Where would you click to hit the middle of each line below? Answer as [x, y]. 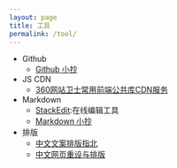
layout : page [33, 17]
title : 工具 [30, 26]
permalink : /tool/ [43, 34]
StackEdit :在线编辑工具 [77, 111]
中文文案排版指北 [66, 143]
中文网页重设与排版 [70, 155]
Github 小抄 [56, 69]
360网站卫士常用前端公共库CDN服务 [101, 90]
